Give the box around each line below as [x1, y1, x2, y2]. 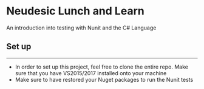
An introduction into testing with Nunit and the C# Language [6, 24, 157, 31]
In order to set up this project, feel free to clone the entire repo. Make [15, 63, 188, 70]
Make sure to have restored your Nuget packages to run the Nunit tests [15, 76, 194, 83]
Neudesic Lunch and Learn [6, 4, 144, 18]
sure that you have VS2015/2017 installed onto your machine [15, 69, 167, 76]
